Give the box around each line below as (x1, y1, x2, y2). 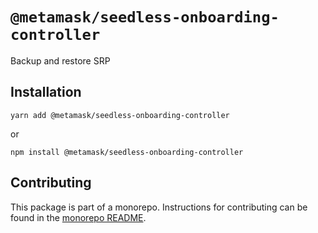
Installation (10, 84, 82, 101)
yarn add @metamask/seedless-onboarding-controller (10, 110, 230, 120)
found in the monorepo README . (10, 211, 147, 223)
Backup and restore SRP (10, 54, 111, 67)
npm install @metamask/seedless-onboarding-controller (10, 147, 244, 157)
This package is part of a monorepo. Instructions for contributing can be (10, 201, 308, 213)
